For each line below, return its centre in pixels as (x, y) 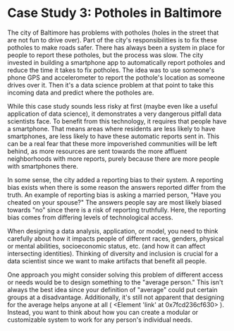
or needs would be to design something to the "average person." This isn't (115, 282)
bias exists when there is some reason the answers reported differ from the (117, 187)
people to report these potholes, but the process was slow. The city (105, 55)
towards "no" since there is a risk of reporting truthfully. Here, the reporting (117, 210)
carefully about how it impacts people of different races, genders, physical (116, 239)
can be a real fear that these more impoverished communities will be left (112, 143)
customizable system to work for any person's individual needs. (100, 320)
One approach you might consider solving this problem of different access (115, 275)
